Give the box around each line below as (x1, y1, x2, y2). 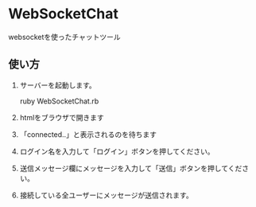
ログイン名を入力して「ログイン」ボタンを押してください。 (19, 146, 215, 156)
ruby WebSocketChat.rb (19, 96, 99, 106)
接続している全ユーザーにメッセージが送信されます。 (19, 190, 193, 200)
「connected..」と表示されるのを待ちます (19, 129, 157, 139)
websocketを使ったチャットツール (8, 32, 121, 41)
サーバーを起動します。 (19, 80, 97, 90)
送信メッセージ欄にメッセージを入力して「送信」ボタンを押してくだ (19, 163, 242, 173)
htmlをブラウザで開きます (19, 112, 105, 122)
